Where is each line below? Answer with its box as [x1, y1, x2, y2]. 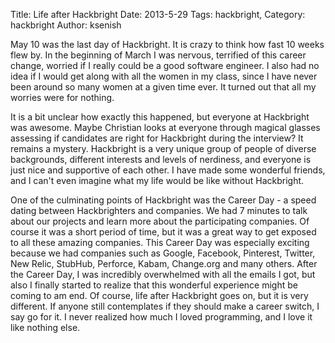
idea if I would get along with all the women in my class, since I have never [10, 70, 318, 82]
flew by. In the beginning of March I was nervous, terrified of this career [10, 49, 307, 61]
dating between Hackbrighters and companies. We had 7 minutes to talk [10, 205, 308, 216]
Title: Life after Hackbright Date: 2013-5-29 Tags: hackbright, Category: [10, 9, 306, 20]
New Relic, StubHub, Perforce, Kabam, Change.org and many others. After [10, 258, 318, 269]
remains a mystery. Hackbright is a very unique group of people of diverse [10, 143, 317, 154]
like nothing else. [10, 322, 81, 333]
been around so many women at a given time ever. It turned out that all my [10, 81, 317, 93]
